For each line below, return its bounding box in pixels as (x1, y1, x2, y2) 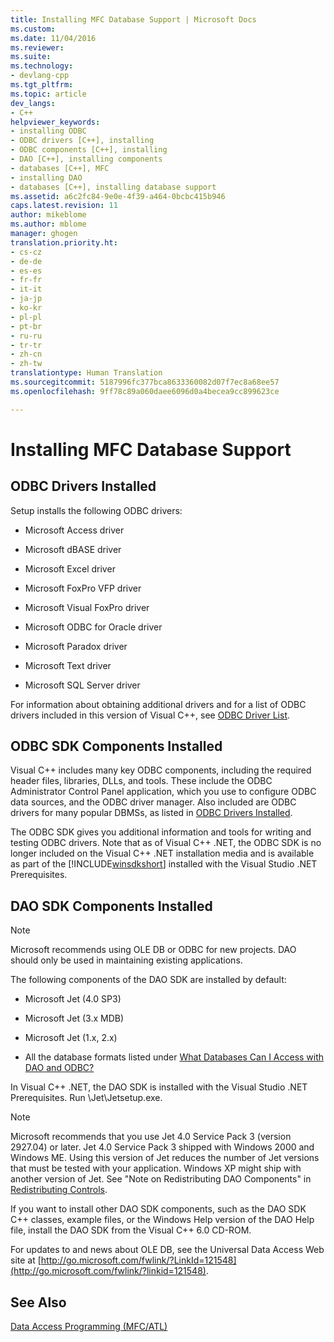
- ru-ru (10, 331, 43, 341)
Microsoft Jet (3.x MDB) (24, 1012, 125, 1025)
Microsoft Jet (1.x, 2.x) (24, 1032, 118, 1044)
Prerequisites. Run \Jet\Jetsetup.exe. (10, 1092, 163, 1104)
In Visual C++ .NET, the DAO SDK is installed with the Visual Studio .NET (10, 1081, 308, 1093)
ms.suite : (10, 52, 52, 62)
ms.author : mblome (10, 219, 87, 230)
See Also (10, 1294, 67, 1311)
